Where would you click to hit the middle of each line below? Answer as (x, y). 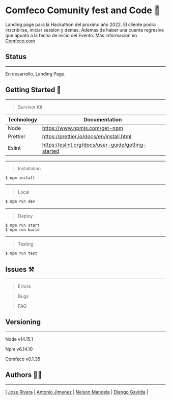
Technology (22, 119)
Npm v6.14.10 (19, 349)
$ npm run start (22, 225)
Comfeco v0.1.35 (23, 359)
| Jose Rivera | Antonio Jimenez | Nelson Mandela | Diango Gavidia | (77, 392)
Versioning (23, 322)
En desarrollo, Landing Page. (36, 74)
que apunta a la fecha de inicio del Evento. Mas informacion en (71, 35)
